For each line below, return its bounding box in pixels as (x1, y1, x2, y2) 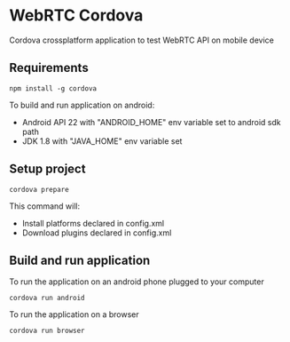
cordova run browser (9, 326, 86, 336)
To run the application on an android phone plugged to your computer (9, 276, 264, 287)
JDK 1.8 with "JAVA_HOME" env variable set (21, 135, 183, 147)
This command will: (9, 201, 81, 211)
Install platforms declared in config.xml (21, 218, 165, 228)
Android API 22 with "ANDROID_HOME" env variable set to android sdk (21, 116, 281, 127)
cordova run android (9, 294, 86, 303)
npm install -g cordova (9, 84, 98, 93)
